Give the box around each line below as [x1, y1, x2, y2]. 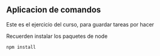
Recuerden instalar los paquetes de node [6, 33, 108, 40]
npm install [6, 44, 36, 50]
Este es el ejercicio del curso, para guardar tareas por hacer [6, 20, 155, 28]
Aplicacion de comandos [6, 5, 101, 15]
